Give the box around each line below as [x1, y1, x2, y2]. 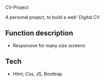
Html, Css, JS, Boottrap [12, 71, 62, 77]
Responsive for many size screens [12, 42, 86, 48]
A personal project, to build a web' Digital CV [5, 14, 100, 20]
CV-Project [5, 5, 29, 10]
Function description [5, 29, 73, 38]
